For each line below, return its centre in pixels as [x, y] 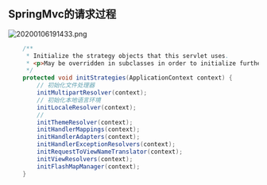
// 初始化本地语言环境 [69, 100]
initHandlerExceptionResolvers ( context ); [106, 145]
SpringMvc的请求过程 [62, 14]
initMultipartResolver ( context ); [92, 93]
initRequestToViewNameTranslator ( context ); [110, 152]
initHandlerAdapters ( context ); [89, 137]
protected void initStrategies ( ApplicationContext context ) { [128, 78]
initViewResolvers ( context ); [85, 159]
